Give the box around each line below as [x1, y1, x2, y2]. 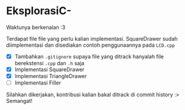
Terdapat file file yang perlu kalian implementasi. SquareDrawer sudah [6, 35, 178, 42]
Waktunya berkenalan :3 [6, 24, 66, 31]
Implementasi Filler [14, 79, 61, 86]
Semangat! [6, 98, 33, 105]
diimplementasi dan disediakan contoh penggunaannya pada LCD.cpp [6, 41, 175, 48]
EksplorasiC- [6, 4, 72, 18]
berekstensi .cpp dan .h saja [14, 60, 85, 66]
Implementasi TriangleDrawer [14, 73, 87, 80]
